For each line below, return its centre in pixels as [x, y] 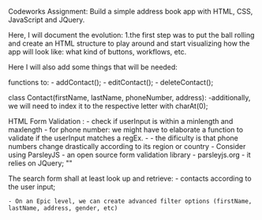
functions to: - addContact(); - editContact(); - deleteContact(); [111, 82]
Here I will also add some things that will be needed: [93, 67]
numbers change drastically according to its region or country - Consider [127, 146]
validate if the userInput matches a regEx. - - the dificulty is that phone [123, 138]
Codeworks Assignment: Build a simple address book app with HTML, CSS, [131, 11]
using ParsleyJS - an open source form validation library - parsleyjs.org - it [129, 155]
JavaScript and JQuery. [47, 20]
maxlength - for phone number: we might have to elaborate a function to [125, 130]
